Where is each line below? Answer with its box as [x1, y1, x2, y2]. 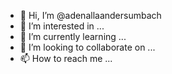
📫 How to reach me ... [19, 53, 113, 64]
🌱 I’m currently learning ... [19, 31, 127, 42]
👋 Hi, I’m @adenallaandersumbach [19, 10, 162, 21]
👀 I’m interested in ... [19, 20, 105, 32]
